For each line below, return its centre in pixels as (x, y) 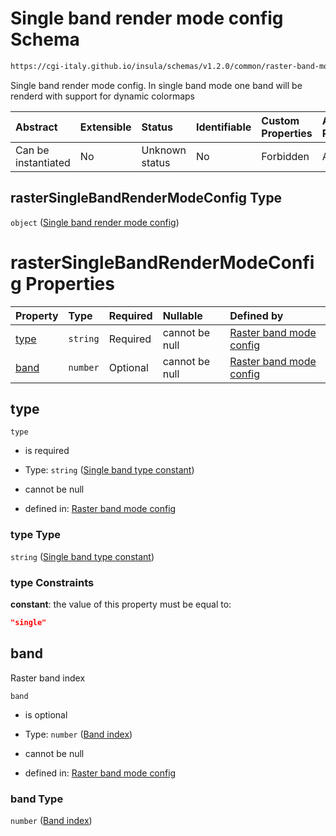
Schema (45, 39)
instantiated (43, 162)
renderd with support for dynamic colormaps (102, 96)
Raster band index (48, 678)
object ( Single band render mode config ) (95, 222)
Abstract (36, 127)
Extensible (105, 127)
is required (47, 451)
